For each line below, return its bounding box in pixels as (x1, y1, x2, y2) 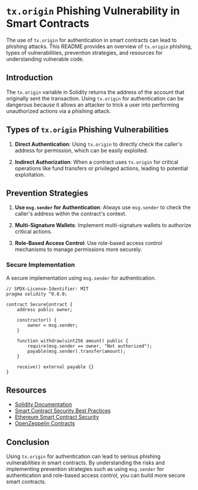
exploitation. (14, 171, 46, 178)
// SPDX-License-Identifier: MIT (6, 285, 89, 292)
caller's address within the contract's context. (14, 210, 127, 218)
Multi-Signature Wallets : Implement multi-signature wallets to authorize (14, 222, 191, 229)
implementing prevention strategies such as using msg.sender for (6, 466, 164, 473)
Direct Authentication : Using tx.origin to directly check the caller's (14, 140, 183, 147)
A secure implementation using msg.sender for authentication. (6, 274, 156, 281)
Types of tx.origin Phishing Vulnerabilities (6, 125, 169, 135)
